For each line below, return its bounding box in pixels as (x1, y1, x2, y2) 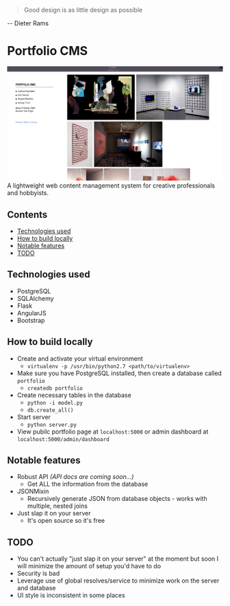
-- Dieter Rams (7, 19, 49, 27)
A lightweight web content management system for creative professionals (7, 181, 216, 190)
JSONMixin (16, 487, 49, 495)
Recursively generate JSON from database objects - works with (27, 495, 207, 503)
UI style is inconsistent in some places (16, 591, 125, 600)
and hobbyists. (7, 189, 49, 197)
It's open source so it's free (27, 517, 105, 525)
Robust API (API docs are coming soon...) (16, 473, 134, 481)
